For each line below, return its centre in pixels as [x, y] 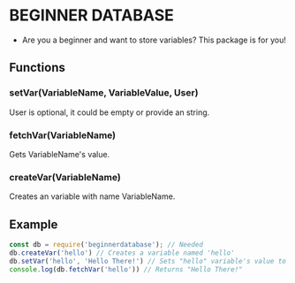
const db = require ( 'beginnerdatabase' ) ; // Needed [106, 245]
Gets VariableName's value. [60, 154]
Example [34, 224]
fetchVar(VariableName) [63, 135]
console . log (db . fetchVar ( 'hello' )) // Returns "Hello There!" [126, 269]
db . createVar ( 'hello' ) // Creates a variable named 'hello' [122, 253]
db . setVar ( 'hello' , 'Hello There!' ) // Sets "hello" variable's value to [148, 261]
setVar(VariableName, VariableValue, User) [104, 93]
